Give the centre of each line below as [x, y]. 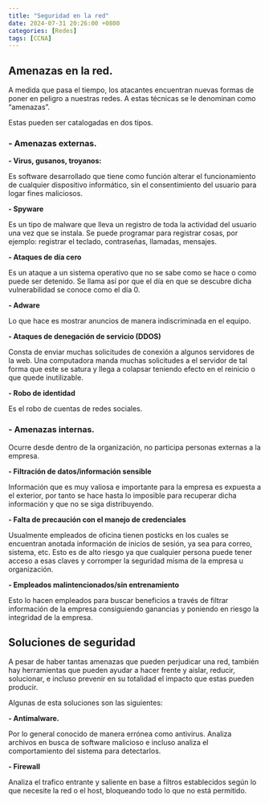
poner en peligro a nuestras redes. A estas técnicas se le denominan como [132, 99]
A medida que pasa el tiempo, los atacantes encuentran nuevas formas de [131, 90]
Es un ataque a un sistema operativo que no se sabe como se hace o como [132, 273]
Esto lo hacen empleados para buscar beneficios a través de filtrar [118, 600]
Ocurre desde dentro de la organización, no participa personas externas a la [134, 447]
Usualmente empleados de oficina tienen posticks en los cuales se [118, 535]
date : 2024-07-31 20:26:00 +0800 [64, 23]
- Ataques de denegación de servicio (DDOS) [85, 336]
